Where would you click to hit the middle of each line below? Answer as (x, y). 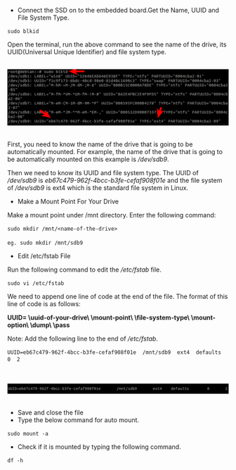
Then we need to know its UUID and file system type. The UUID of (103, 173)
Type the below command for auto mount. (78, 420)
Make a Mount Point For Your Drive (68, 202)
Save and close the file (51, 413)
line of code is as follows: (44, 304)
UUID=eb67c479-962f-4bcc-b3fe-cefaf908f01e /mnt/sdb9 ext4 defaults (114, 352)
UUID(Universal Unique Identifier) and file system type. (87, 52)
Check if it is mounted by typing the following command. (99, 447)
